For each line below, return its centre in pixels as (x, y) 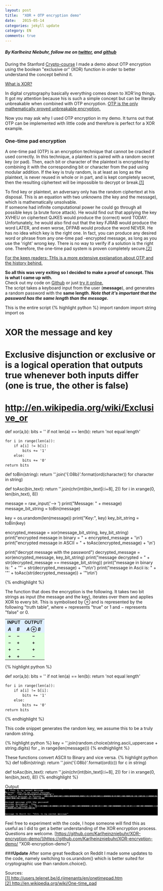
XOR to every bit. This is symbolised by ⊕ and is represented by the (74, 602)
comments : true (20, 36)
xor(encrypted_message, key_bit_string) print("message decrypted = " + (77, 557)
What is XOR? (19, 84)
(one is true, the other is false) (67, 385)
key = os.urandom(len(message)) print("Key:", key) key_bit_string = (72, 518)
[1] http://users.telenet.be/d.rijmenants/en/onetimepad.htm (64, 878)
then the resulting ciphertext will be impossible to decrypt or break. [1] (75, 182)
